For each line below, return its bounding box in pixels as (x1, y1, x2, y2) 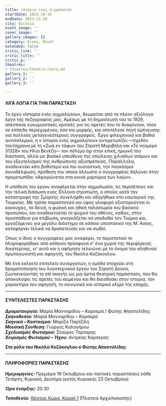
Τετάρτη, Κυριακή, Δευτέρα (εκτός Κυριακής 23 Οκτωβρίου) (5, 376, 129, 382)
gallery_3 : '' (5, 80, 35, 85)
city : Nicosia (5, 21, 35, 26)
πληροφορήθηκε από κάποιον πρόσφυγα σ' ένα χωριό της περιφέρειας (5, 240, 152, 246)
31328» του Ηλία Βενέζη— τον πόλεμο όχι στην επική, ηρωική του (5, 148, 141, 153)
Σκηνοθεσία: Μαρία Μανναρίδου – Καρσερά (5, 314, 98, 320)
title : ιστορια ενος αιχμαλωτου (5, 7, 72, 12)
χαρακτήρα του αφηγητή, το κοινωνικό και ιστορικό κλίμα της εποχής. (5, 281, 150, 287)
